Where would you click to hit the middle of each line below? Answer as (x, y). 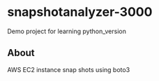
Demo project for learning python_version (67, 31)
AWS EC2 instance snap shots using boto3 (69, 69)
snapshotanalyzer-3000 (80, 12)
